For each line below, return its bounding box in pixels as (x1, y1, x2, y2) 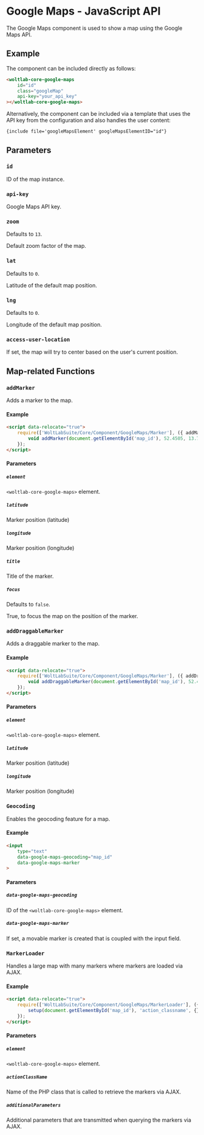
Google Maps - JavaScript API (6, 4, 161, 18)
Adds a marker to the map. (6, 396, 73, 404)
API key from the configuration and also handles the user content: (6, 117, 171, 124)
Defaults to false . (6, 601, 50, 608)
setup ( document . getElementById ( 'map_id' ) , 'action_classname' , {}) (28, 1008, 202, 1014)
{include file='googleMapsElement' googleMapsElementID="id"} (6, 128, 167, 135)
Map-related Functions (6, 366, 95, 376)
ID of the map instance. (6, 175, 65, 183)
